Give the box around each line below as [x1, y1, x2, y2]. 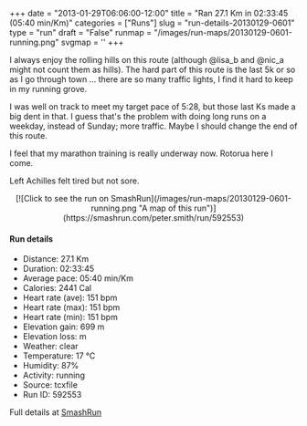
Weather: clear [22, 341, 79, 352]
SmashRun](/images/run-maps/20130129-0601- [111, 193, 292, 203]
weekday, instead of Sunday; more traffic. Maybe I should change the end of [9, 120, 298, 131]
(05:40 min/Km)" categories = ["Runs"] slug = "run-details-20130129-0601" [9, 17, 295, 28]
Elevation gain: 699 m [22, 321, 105, 332]
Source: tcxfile [22, 379, 78, 390]
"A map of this [138, 203, 193, 213]
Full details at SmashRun [9, 407, 102, 418]
